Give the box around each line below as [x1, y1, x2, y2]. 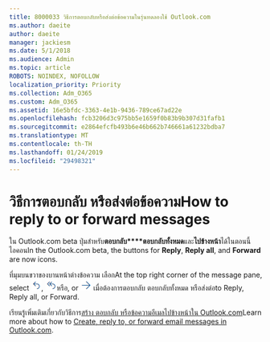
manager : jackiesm [9, 39, 71, 47]
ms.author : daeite [9, 21, 71, 30]
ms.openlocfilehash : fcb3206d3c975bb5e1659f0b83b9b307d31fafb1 [9, 115, 226, 123]
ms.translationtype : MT [9, 132, 89, 140]
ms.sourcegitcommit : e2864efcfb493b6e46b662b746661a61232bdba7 [9, 123, 226, 132]
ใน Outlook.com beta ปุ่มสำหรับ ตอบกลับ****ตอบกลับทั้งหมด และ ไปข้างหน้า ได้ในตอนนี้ [9, 237, 252, 246]
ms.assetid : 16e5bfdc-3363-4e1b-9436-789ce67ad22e [9, 106, 182, 114]
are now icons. [9, 254, 59, 264]
